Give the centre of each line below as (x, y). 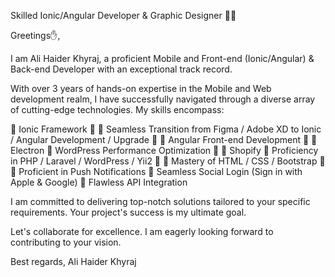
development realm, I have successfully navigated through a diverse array (163, 99)
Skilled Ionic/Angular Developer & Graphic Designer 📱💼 (123, 15)
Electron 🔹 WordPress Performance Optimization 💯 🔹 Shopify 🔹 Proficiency (164, 150)
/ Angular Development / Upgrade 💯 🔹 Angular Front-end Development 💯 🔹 (164, 139)
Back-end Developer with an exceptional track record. (121, 69)
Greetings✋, (35, 35)
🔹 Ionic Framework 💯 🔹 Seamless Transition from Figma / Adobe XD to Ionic (166, 129)
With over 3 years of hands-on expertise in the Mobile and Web (141, 88)
